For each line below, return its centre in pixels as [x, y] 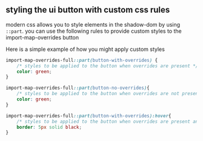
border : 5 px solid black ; [49, 127]
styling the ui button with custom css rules [88, 10]
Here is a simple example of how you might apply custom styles [85, 49]
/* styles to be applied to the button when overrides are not [98, 94]
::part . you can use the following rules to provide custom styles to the [94, 31]
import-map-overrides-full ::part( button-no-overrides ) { [78, 88]
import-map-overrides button [42, 37]
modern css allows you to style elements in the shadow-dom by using [93, 24]
